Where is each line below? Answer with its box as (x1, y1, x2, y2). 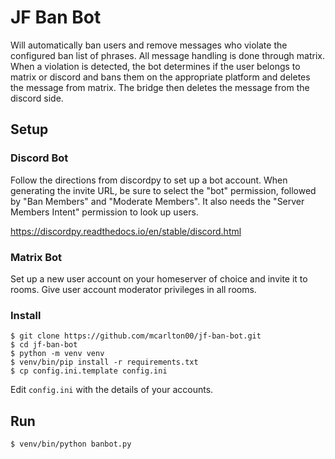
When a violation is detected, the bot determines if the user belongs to (10, 60, 301, 72)
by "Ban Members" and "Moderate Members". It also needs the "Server (10, 195, 305, 207)
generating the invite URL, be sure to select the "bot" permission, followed (10, 184, 317, 196)
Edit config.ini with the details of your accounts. (10, 384, 214, 396)
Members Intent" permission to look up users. (10, 206, 199, 218)
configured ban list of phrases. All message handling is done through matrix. (10, 49, 325, 61)
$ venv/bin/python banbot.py (10, 439, 132, 450)
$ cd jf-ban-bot (10, 340, 78, 350)
